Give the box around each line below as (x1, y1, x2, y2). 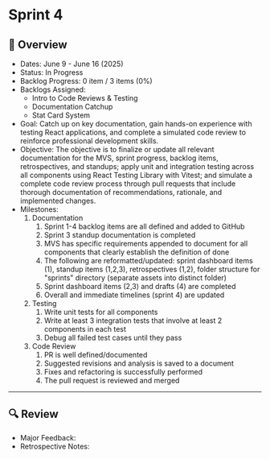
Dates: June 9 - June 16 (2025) (19, 59, 124, 68)
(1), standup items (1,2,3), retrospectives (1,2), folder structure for (43, 264, 260, 274)
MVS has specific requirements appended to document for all (43, 239, 248, 248)
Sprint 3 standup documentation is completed (43, 230, 196, 239)
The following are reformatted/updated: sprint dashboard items (43, 256, 253, 265)
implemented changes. (19, 196, 96, 205)
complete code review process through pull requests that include (19, 179, 236, 188)
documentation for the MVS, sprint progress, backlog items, (19, 153, 219, 163)
